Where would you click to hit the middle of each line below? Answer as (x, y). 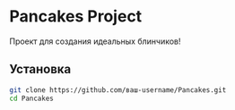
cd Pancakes (31, 98)
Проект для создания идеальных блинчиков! (95, 41)
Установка (40, 69)
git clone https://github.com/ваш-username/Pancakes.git (118, 90)
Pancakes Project (76, 17)
